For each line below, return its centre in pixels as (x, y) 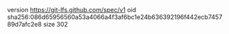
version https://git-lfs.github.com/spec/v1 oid (72, 10)
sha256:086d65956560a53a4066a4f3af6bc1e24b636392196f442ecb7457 (115, 17)
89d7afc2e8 (25, 24)
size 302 (56, 24)
